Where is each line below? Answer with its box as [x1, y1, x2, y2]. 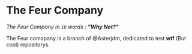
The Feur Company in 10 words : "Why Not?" [6, 23, 119, 30]
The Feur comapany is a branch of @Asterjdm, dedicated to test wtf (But [6, 34, 187, 42]
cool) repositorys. [6, 41, 50, 48]
